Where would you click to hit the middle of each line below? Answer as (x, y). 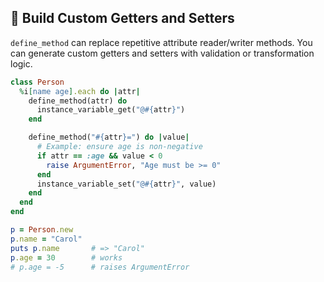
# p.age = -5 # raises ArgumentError (100, 267)
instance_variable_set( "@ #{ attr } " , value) (126, 184)
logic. (21, 63)
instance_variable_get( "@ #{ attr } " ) (111, 110)
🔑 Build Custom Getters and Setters (122, 18)
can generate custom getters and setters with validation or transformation (162, 53)
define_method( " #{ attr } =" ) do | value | (109, 137)
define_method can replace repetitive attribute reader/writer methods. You (161, 42)
